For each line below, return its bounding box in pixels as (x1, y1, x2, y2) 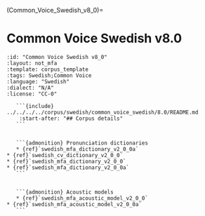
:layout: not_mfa (6, 60, 58, 67)
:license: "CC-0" (6, 90, 58, 97)
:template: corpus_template (6, 66, 89, 73)
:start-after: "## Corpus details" (19, 115, 124, 122)
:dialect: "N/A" (6, 84, 54, 91)
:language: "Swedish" (6, 78, 70, 85)
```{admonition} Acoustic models (15, 189, 114, 196)
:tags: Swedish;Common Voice (6, 72, 92, 79)
